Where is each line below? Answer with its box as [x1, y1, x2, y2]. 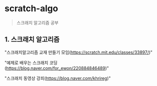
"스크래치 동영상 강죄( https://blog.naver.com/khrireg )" [4, 75, 111, 81]
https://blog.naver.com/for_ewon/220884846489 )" [6, 65, 109, 71]
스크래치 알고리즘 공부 [16, 20, 59, 25]
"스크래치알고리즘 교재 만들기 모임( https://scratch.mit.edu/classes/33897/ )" [4, 49, 153, 55]
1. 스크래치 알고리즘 [4, 35, 59, 44]
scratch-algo [4, 3, 59, 14]
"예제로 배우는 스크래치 [4, 60, 49, 65]
